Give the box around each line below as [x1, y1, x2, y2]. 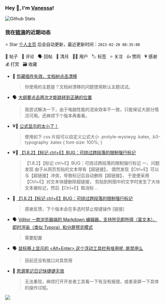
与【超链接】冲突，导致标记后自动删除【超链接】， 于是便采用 [24, 172, 150, 178]
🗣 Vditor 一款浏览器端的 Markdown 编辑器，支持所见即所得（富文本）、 [12, 216, 158, 222]
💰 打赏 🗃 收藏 [5, 61, 37, 67]
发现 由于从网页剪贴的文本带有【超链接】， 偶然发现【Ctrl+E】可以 [24, 166, 159, 172]
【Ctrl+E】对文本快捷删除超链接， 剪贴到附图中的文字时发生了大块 [24, 179, 160, 184]
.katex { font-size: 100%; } [49, 139, 103, 145]
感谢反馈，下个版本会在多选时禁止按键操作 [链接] [24, 206, 124, 212]
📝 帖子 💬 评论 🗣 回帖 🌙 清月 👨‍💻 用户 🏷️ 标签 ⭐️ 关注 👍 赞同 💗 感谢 [5, 53, 158, 59]
